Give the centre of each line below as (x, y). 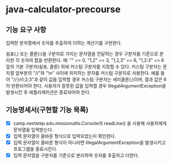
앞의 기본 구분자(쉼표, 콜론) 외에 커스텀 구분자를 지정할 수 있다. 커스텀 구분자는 (84, 67)
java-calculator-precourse (63, 9)
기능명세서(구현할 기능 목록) (47, 110)
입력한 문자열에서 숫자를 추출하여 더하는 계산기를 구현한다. (64, 43)
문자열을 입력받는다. (33, 130)
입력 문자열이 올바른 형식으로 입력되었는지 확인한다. (64, 136)
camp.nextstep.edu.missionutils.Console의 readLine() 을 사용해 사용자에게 (90, 123)
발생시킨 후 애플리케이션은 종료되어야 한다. (48, 92)
